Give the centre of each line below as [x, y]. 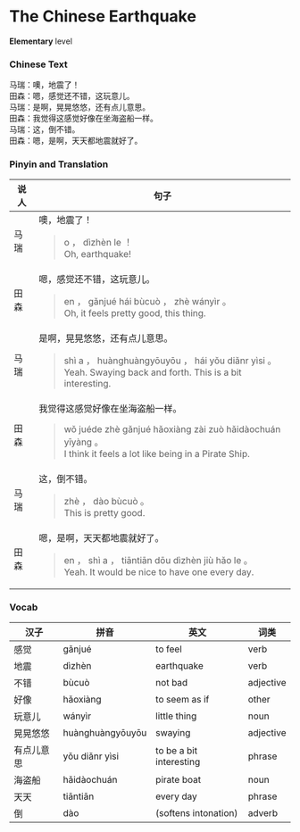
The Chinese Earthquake [103, 17]
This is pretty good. [104, 512]
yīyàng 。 [84, 442]
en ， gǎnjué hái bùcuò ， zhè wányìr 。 [148, 301]
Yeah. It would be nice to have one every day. [159, 571]
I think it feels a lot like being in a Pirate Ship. [157, 453]
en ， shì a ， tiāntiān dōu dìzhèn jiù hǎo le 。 [158, 560]
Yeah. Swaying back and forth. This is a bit [153, 372]
